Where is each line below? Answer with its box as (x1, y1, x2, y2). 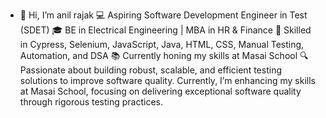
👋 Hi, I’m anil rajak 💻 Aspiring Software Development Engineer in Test (19, 9, 308, 21)
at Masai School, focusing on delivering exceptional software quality (19, 85, 302, 97)
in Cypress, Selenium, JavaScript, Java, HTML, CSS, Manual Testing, (19, 39, 305, 50)
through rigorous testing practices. (19, 96, 164, 108)
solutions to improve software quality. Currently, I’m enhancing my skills (19, 75, 316, 86)
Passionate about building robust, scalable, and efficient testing (19, 64, 282, 76)
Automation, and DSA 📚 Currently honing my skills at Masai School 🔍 (19, 50, 309, 61)
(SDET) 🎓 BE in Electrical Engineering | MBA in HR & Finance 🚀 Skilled (19, 24, 312, 36)
